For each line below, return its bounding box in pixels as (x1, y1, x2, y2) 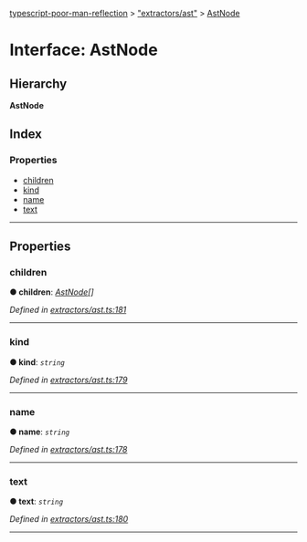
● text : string (9, 496, 64, 507)
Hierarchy (9, 76, 68, 91)
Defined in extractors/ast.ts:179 (9, 374, 128, 385)
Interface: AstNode (9, 40, 158, 60)
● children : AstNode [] (9, 287, 94, 297)
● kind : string (9, 356, 66, 368)
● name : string (9, 426, 70, 437)
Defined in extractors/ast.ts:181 (9, 305, 127, 316)
